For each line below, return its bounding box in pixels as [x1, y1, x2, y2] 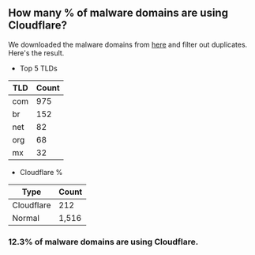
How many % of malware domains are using [8, 6, 229, 20]
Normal [12, 212, 39, 223]
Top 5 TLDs [19, 63, 58, 73]
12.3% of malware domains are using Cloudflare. [8, 236, 199, 247]
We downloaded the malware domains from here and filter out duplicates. [8, 40, 248, 49]
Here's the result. [8, 48, 65, 58]
